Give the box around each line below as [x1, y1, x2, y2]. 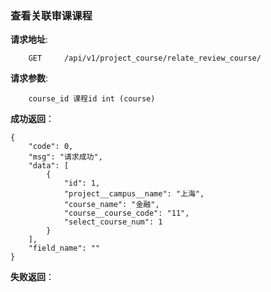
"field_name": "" [28, 243, 101, 254]
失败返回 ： [10, 271, 55, 283]
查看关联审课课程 [10, 8, 93, 22]
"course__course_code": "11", [63, 208, 190, 219]
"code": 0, [28, 142, 74, 152]
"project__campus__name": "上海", [63, 189, 205, 199]
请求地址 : [10, 33, 49, 46]
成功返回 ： [10, 113, 55, 125]
